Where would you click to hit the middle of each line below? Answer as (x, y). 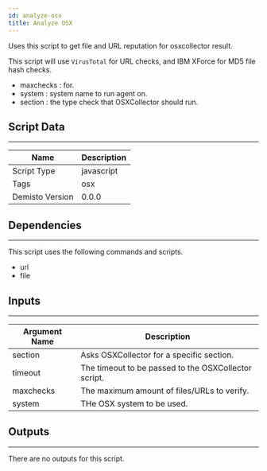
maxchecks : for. (47, 85)
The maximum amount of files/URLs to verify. (165, 391)
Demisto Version (43, 197)
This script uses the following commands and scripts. (96, 252)
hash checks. (30, 69)
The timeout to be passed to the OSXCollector (166, 368)
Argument (42, 331)
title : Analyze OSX (41, 23)
